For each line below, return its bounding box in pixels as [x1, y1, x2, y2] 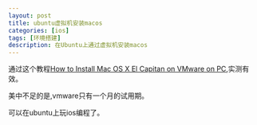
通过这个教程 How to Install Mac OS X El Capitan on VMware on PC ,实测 [8, 64, 243, 74]
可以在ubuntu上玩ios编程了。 [8, 108, 105, 118]
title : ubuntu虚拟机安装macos [8, 19, 103, 27]
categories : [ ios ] [8, 26, 69, 34]
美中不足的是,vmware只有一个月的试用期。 [8, 91, 149, 100]
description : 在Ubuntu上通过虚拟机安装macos [8, 41, 148, 49]
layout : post [8, 11, 52, 20]
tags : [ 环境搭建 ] [8, 33, 61, 42]
